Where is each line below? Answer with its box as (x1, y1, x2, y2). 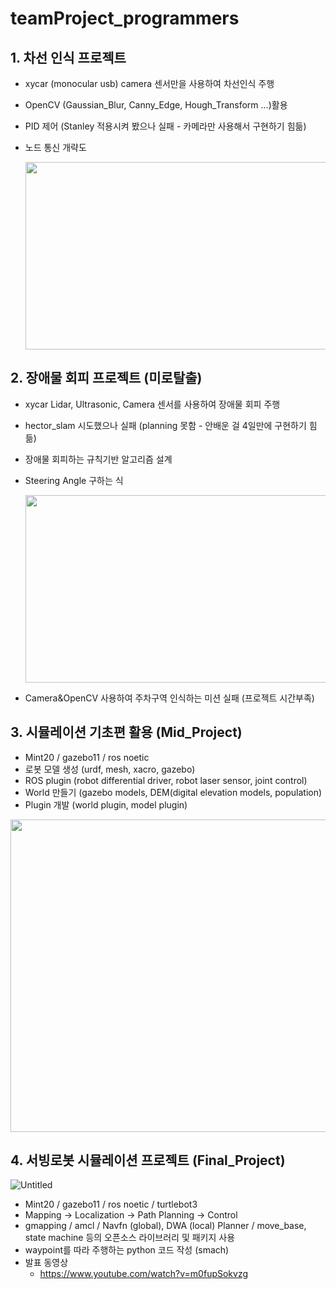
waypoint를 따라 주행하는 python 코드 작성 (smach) (24, 1244, 230, 1256)
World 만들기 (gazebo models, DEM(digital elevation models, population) (24, 786, 323, 798)
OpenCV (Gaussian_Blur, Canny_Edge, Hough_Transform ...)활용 (24, 99, 288, 111)
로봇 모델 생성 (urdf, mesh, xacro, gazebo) (24, 763, 196, 775)
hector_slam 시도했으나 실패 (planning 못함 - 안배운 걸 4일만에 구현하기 (24, 419, 307, 431)
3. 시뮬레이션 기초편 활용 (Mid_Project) (10, 724, 243, 741)
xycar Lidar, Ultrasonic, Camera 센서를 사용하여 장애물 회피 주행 (24, 398, 281, 410)
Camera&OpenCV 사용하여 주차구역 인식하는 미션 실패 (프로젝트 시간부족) (24, 692, 315, 704)
